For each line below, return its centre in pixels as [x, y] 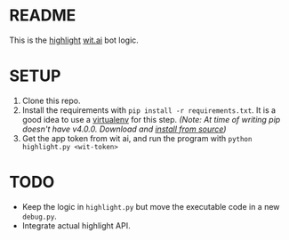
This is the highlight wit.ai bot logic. [74, 40]
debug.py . [40, 216]
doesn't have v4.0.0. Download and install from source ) [124, 129]
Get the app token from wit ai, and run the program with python [137, 138]
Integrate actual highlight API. [76, 225]
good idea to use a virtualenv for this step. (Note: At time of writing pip [151, 119]
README [43, 16]
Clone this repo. [51, 100]
